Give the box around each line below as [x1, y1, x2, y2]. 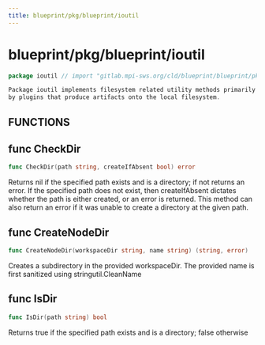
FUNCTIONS [8, 116, 71, 129]
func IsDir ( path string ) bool [8, 313, 108, 321]
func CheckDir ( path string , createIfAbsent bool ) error [8, 163, 196, 171]
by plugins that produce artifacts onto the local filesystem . [8, 93, 221, 101]
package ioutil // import [8, 72, 93, 80]
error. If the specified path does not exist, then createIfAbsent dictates [8, 186, 237, 195]
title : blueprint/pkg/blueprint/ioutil [8, 11, 140, 20]
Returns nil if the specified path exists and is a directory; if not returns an [8, 177, 245, 187]
